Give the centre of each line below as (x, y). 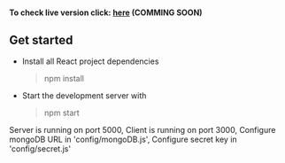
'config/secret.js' (40, 149)
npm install (64, 79)
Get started (41, 40)
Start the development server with (84, 96)
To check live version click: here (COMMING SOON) (106, 12)
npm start (62, 113)
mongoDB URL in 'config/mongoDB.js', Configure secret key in (123, 140)
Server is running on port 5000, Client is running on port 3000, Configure (142, 130)
